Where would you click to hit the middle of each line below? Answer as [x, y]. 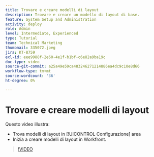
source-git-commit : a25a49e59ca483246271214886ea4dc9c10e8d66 [72, 66]
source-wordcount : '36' [30, 76]
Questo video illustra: [27, 124]
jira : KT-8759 [20, 52]
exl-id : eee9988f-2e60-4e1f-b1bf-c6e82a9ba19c [55, 57]
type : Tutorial [21, 38]
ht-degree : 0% [20, 81]
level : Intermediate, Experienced [42, 33]
